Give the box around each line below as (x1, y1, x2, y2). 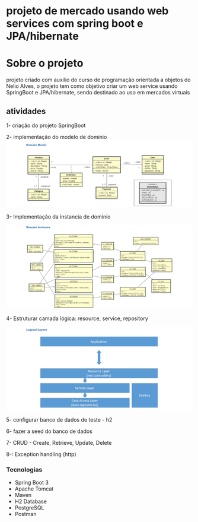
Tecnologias (6, 465, 43, 473)
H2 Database (14, 498, 47, 505)
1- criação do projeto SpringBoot (6, 122, 86, 129)
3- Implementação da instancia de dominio (6, 213, 111, 220)
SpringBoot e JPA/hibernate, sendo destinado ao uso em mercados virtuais (6, 89, 190, 96)
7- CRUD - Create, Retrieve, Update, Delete (6, 439, 112, 446)
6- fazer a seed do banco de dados (6, 428, 93, 435)
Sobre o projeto (6, 56, 84, 70)
